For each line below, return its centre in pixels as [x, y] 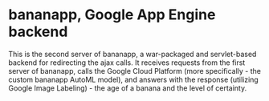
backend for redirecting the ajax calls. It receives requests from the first [127, 63]
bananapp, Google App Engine [112, 15]
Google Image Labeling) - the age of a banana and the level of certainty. [128, 88]
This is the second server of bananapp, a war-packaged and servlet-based [132, 54]
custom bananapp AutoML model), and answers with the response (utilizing [133, 79]
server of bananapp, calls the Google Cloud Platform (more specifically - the [134, 71]
